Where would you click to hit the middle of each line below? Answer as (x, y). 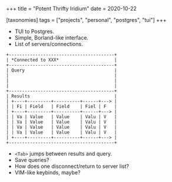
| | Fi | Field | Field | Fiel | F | (62, 106)
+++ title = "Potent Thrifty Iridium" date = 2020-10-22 (72, 9)
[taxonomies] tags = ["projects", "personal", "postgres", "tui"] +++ (86, 20)
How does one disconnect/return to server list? (72, 166)
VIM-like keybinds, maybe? (47, 173)
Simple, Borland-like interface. (52, 38)
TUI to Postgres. (34, 31)
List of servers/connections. (49, 44)
